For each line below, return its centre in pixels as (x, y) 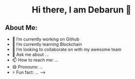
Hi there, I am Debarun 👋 (82, 10)
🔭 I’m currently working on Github (46, 39)
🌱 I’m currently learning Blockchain (47, 44)
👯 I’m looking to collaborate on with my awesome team (67, 49)
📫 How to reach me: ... (35, 60)
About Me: (21, 28)
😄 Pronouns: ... (28, 67)
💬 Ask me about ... (30, 54)
